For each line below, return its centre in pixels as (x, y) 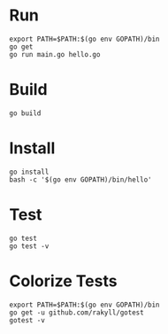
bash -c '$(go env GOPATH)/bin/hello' (80, 179)
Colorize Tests (63, 281)
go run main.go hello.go (55, 54)
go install (29, 172)
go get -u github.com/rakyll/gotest (76, 312)
